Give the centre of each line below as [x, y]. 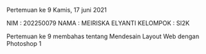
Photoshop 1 [24, 43]
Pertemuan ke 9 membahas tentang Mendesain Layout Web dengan [103, 36]
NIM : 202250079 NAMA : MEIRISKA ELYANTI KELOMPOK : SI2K [98, 23]
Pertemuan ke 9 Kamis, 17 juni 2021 [57, 10]
